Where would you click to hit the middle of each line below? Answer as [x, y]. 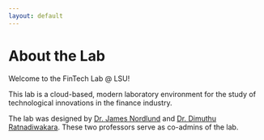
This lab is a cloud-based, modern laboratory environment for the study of [132, 94]
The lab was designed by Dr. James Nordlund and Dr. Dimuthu [113, 118]
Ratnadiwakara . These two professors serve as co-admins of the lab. [123, 127]
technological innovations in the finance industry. [90, 103]
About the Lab [57, 55]
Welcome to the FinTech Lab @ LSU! [69, 78]
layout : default [36, 16]
